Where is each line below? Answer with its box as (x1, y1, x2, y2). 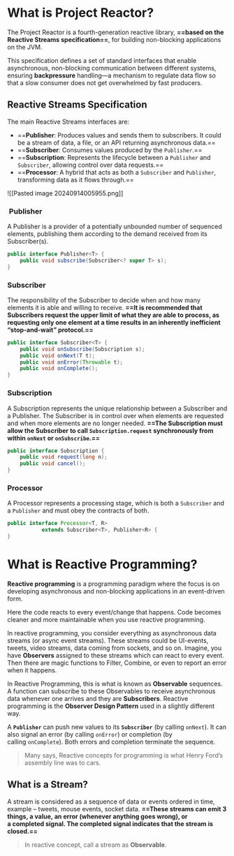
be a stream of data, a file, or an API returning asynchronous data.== (17, 138, 216, 147)
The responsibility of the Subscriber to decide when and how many (7, 295, 201, 304)
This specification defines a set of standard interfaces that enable (7, 56, 197, 64)
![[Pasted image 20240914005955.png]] (7, 189, 124, 197)
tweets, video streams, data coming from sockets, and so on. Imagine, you (7, 644, 222, 652)
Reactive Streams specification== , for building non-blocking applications (7, 35, 221, 43)
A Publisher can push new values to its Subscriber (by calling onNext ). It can (7, 723, 227, 731)
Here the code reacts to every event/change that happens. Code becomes (7, 607, 221, 616)
